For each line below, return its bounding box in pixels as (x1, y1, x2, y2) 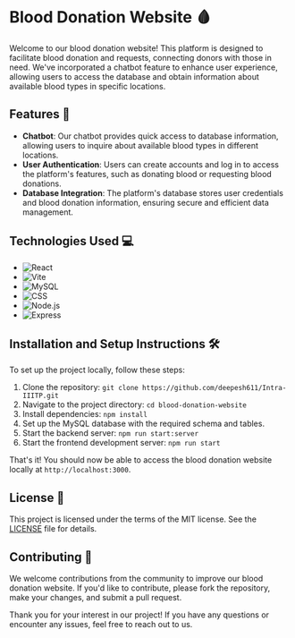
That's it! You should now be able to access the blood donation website (9, 455, 273, 465)
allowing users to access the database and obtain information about (9, 71, 259, 81)
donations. (21, 178, 62, 189)
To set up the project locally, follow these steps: (9, 364, 186, 376)
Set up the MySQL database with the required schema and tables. (21, 418, 265, 430)
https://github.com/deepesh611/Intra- (141, 384, 287, 393)
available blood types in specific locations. (9, 81, 166, 91)
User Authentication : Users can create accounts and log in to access (21, 158, 280, 170)
